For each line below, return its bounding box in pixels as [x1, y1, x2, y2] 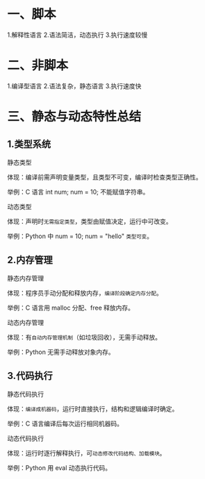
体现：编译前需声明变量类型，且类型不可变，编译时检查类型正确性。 [7, 173, 202, 181]
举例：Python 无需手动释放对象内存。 [7, 348, 115, 356]
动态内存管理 [7, 318, 44, 326]
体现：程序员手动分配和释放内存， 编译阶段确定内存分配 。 [7, 289, 163, 297]
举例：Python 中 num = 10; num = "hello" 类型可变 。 [7, 232, 153, 240]
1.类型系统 [7, 138, 51, 150]
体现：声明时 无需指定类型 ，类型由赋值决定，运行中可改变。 [7, 217, 172, 226]
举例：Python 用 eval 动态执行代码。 [7, 463, 112, 472]
